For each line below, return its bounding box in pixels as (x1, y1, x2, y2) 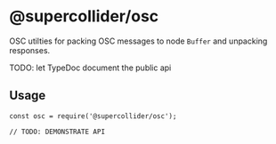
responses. (9, 44, 51, 55)
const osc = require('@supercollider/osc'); (9, 111, 177, 121)
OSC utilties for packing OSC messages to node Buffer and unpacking (9, 36, 268, 46)
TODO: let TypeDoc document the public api (9, 62, 172, 73)
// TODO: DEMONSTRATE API (9, 127, 105, 136)
